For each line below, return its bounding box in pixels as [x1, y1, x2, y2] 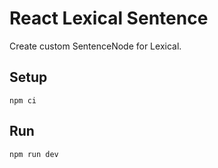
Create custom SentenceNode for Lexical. [9, 40, 182, 52]
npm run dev [9, 149, 59, 159]
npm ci [9, 95, 37, 106]
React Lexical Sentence [9, 7, 209, 30]
